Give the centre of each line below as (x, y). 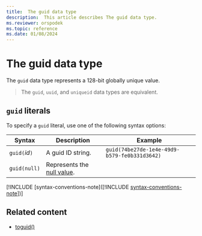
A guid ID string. (69, 153)
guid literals (29, 111)
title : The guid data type (41, 12)
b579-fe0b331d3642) (133, 156)
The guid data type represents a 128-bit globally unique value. (83, 80)
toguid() (25, 226)
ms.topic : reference (32, 29)
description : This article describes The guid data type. (82, 17)
